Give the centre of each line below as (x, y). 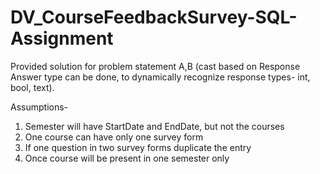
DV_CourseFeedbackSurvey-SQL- (154, 17)
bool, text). (32, 87)
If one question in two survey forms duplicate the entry (138, 147)
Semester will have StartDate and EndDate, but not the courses (154, 126)
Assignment (62, 38)
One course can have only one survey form (114, 137)
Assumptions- (39, 107)
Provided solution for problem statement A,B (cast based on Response (155, 66)
